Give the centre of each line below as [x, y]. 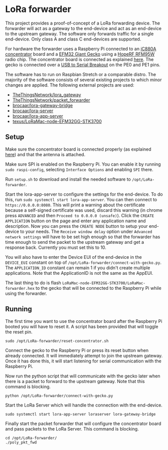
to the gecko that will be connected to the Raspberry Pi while [99, 288]
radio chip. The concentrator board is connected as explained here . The [79, 59]
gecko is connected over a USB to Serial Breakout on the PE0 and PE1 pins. [83, 65]
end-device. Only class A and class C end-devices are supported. [73, 39]
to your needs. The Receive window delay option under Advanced [86, 231]
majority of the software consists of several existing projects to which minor [83, 80]
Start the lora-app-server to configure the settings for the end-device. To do [84, 194]
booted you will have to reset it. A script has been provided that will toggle [82, 326]
